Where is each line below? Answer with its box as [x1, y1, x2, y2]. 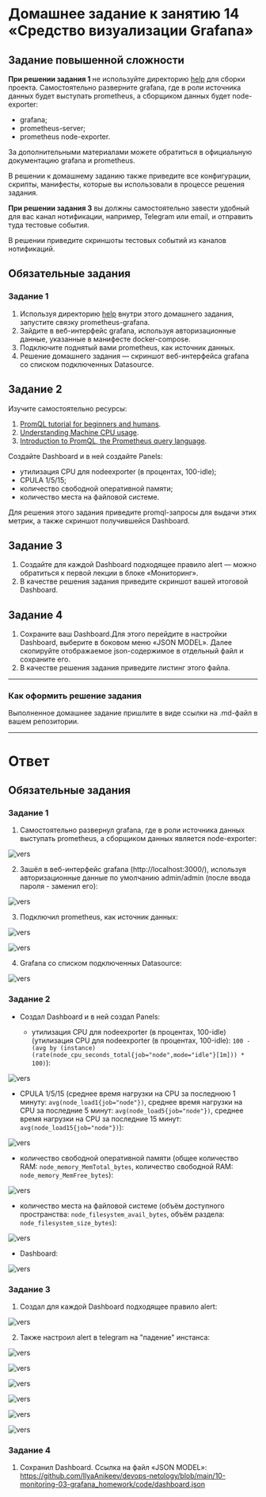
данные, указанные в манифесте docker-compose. [19, 334, 192, 344]
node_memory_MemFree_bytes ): [19, 1170, 113, 1179]
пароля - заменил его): [19, 882, 98, 891]
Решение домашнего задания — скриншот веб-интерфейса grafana [19, 351, 249, 361]
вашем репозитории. [8, 716, 79, 727]
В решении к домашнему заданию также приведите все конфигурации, [8, 172, 251, 180]
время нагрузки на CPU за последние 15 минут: [19, 1113, 182, 1124]
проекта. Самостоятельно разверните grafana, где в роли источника [8, 83, 241, 92]
